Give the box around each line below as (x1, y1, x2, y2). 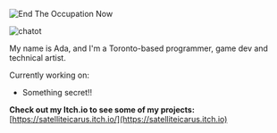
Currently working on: (9, 70, 89, 80)
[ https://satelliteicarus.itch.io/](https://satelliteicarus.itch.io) (9, 114, 228, 124)
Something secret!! (21, 87, 93, 97)
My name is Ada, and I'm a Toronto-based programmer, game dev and (9, 43, 268, 54)
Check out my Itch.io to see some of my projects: (9, 104, 195, 115)
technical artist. (9, 53, 67, 62)
